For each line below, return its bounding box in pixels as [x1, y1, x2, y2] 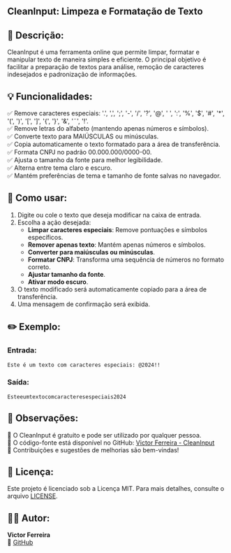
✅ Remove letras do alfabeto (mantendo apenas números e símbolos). [7, 124, 209, 133]
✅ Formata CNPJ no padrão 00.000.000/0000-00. [7, 148, 152, 157]
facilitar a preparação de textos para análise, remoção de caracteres [7, 63, 204, 71]
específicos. [27, 233, 64, 241]
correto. [27, 262, 51, 271]
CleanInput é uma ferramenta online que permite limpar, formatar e [7, 48, 200, 57]
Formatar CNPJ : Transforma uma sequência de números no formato [27, 255, 225, 264]
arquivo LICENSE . [7, 492, 58, 501]
